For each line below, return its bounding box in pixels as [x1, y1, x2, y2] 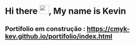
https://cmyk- [86, 24, 130, 33]
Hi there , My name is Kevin [5, 6, 126, 17]
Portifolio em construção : [5, 24, 86, 33]
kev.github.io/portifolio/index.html [5, 32, 113, 40]
